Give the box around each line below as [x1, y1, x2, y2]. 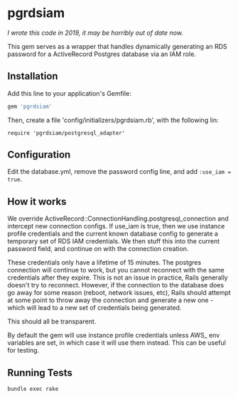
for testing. [7, 346, 40, 355]
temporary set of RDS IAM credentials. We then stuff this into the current [7, 237, 220, 245]
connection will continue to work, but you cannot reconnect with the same [7, 266, 225, 275]
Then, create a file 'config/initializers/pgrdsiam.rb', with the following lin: [7, 116, 219, 124]
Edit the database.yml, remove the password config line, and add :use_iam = [7, 167, 232, 176]
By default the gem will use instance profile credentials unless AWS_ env [7, 331, 220, 340]
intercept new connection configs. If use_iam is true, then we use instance [7, 222, 225, 231]
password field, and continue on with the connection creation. [7, 245, 189, 253]
